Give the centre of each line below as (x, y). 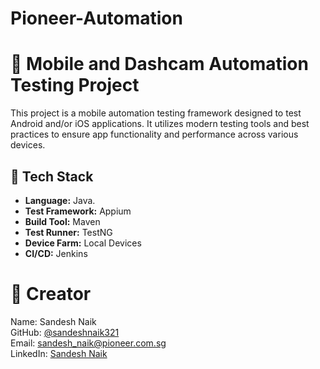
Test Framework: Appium (78, 211)
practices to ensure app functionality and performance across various (154, 134)
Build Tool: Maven (62, 221)
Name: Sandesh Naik (53, 321)
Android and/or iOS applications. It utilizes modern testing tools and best (160, 124)
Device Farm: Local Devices (83, 243)
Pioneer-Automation (96, 18)
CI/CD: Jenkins (56, 253)
